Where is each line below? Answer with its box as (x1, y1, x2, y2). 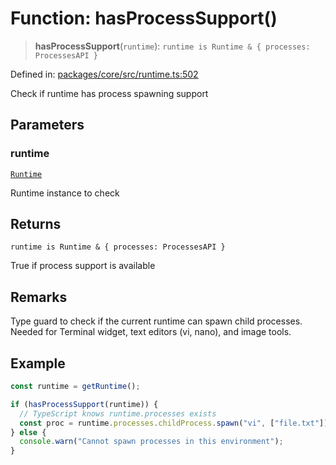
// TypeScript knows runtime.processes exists (19, 408, 217, 419)
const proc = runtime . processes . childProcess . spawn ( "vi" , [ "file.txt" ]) (19, 418, 329, 428)
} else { (10, 427, 47, 437)
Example (10, 355, 66, 372)
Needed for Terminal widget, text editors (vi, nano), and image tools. (10, 326, 292, 338)
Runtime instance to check (10, 187, 120, 199)
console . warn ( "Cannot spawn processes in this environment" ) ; (19, 437, 284, 447)
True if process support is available (10, 260, 156, 272)
